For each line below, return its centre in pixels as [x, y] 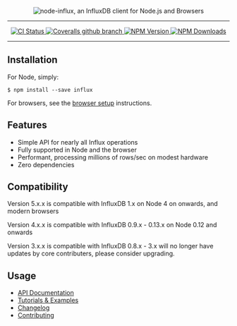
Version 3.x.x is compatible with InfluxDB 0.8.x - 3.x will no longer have [110, 246]
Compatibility [38, 187]
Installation [32, 60]
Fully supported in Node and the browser [77, 150]
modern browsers [33, 211]
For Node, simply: [33, 77]
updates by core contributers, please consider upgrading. [91, 253]
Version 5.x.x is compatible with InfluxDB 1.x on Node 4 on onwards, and [113, 204]
